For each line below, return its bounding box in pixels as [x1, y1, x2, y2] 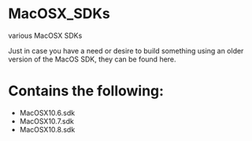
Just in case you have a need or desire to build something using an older [8, 46, 244, 55]
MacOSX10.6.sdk [19, 108, 76, 117]
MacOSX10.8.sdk [19, 124, 76, 134]
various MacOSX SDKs [8, 31, 83, 40]
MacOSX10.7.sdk [19, 116, 75, 126]
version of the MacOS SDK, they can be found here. [8, 54, 176, 64]
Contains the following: [8, 82, 164, 100]
